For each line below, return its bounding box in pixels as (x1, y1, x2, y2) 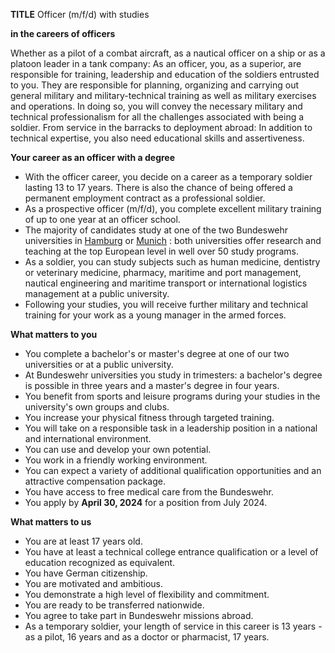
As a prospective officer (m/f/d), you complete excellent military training (24, 203, 322, 214)
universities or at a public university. (24, 359, 174, 370)
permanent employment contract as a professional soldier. (24, 192, 266, 204)
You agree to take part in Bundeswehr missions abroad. (24, 610, 254, 621)
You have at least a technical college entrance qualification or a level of (24, 546, 319, 558)
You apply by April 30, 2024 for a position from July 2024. (24, 497, 268, 508)
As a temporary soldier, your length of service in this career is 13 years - (24, 620, 323, 632)
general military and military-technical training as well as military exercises (10, 90, 317, 101)
